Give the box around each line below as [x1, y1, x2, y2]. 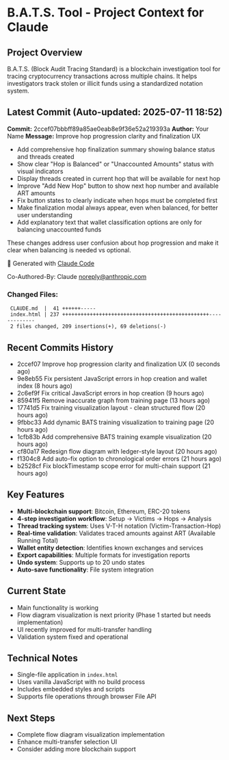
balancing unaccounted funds [16, 225, 102, 234]
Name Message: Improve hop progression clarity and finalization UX [7, 132, 200, 140]
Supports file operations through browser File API [16, 692, 157, 700]
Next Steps [7, 712, 55, 724]
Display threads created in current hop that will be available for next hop [16, 174, 221, 182]
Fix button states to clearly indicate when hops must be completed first [16, 196, 218, 204]
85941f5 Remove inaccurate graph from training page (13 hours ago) [16, 396, 211, 404]
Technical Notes [7, 652, 79, 664]
